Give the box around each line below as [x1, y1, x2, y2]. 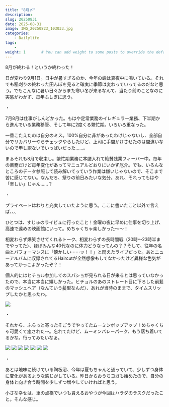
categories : [5, 31, 30, 36]
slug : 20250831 [5, 17, 37, 22]
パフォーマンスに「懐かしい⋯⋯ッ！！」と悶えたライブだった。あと [14, 249, 155, 255]
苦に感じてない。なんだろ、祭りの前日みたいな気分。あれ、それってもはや [5, 175, 159, 181]
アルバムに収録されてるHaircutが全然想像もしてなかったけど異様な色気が [9, 255, 161, 261]
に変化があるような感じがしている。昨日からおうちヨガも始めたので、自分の [5, 373, 164, 379]
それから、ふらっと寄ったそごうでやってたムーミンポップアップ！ [5, 322, 142, 328]
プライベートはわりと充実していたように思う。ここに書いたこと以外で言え [5, 202, 159, 208]
